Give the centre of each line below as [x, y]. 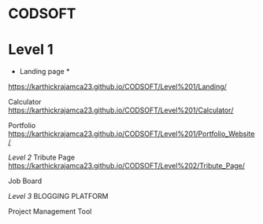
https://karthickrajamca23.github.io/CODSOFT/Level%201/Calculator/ [121, 110]
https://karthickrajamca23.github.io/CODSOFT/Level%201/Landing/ [117, 86]
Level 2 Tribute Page [42, 157]
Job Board [25, 181]
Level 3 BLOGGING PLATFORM [58, 196]
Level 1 [31, 50]
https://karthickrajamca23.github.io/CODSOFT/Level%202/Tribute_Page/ [127, 166]
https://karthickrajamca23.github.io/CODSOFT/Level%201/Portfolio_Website [131, 134]
